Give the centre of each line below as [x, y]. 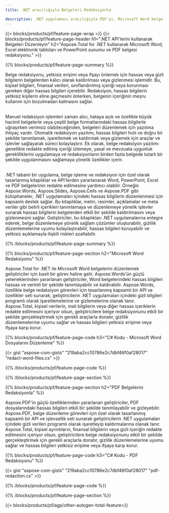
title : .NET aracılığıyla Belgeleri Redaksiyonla [58, 10]
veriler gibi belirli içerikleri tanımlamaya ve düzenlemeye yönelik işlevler [79, 207]
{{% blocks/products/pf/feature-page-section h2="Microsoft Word [74, 253]
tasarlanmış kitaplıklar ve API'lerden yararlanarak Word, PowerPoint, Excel [82, 180]
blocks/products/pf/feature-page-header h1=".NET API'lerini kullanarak [79, 39]
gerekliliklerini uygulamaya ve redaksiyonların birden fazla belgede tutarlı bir [84, 154]
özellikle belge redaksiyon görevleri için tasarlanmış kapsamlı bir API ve [79, 290]
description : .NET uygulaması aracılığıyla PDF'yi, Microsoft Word [77, 19]
